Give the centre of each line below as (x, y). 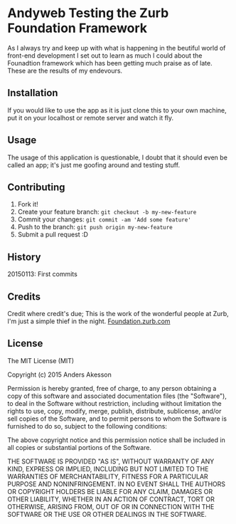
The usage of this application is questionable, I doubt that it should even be (117, 157)
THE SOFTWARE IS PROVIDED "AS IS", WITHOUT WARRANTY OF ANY (111, 461)
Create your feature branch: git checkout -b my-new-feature (107, 212)
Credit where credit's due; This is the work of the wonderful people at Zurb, (118, 314)
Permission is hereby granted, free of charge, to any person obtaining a (112, 388)
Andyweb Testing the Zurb (88, 13)
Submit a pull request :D (53, 235)
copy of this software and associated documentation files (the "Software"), (117, 396)
